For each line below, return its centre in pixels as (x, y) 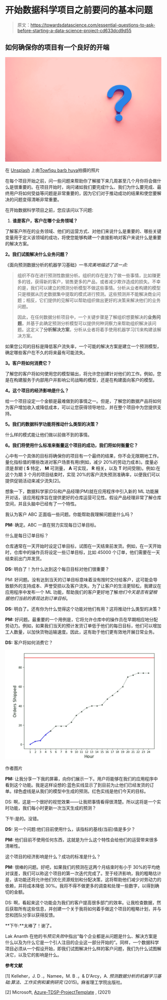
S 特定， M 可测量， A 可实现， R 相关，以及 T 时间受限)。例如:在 (93, 468)
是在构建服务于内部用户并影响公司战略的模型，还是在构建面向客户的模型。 (81, 380)
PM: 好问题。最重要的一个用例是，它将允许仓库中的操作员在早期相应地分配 (82, 619)
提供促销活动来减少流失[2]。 (34, 480)
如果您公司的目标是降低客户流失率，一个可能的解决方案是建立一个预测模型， (83, 346)
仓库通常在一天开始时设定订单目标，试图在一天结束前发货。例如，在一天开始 (83, 546)
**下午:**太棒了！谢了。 (30, 925)
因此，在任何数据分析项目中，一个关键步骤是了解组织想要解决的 (82, 317)
